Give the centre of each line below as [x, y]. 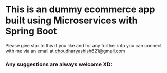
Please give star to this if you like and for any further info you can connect [83, 45]
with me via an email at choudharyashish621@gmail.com [65, 51]
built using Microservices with [71, 20]
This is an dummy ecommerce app [80, 10]
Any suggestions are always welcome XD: [59, 64]
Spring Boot [31, 31]
